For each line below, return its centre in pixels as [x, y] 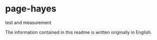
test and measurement [28, 22]
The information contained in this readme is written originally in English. [78, 32]
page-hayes [31, 9]
